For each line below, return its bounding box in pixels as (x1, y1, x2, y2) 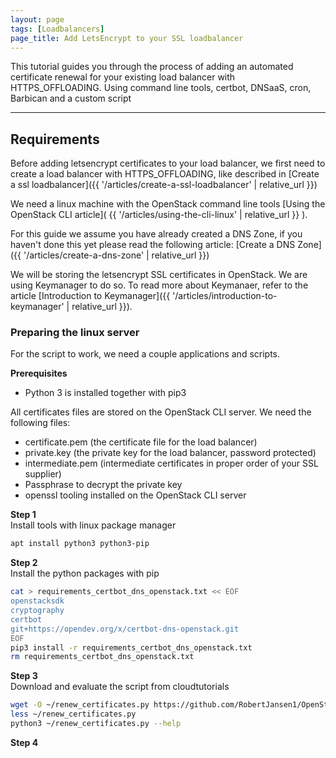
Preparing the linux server (10, 326, 140, 340)
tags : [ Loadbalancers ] (10, 24, 105, 34)
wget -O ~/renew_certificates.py (10, 700, 150, 710)
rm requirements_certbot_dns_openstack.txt (10, 652, 195, 662)
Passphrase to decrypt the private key (24, 479, 183, 491)
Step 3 (10, 670, 38, 682)
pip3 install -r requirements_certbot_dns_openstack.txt (10, 642, 253, 653)
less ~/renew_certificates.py (10, 709, 137, 720)
